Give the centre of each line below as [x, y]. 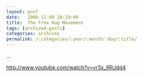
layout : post [22, 12]
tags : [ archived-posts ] [36, 28]
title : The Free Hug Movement [45, 23]
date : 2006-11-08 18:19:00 [42, 17]
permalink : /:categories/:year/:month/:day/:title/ [71, 39]
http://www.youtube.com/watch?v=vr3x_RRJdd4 [66, 68]
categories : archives [33, 34]
